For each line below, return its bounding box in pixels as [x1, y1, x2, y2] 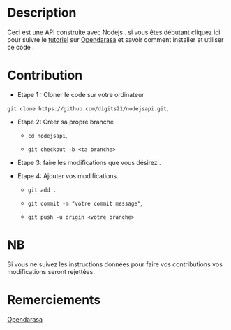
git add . [27, 187, 57, 194]
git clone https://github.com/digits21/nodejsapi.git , [7, 103, 169, 113]
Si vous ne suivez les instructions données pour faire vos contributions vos [7, 260, 223, 268]
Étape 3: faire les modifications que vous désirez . [17, 158, 162, 166]
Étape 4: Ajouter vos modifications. [17, 171, 119, 180]
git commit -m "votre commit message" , [27, 199, 143, 207]
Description [7, 5, 77, 21]
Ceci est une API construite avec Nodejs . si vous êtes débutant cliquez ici [7, 28, 221, 36]
